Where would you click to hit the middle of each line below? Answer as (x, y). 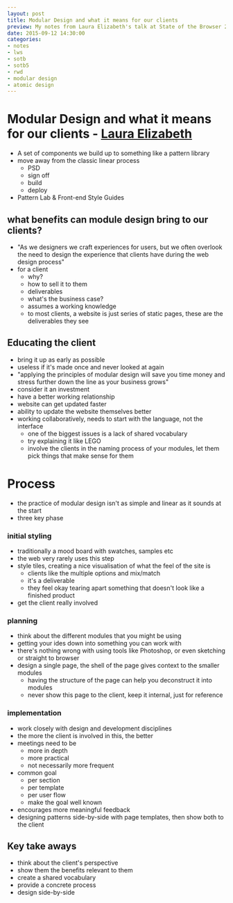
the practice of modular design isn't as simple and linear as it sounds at (119, 503)
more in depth (48, 750)
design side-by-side (46, 893)
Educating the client (51, 343)
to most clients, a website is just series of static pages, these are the (125, 313)
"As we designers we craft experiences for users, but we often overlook (120, 247)
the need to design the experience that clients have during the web (113, 254)
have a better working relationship (66, 397)
